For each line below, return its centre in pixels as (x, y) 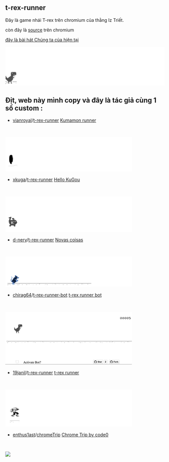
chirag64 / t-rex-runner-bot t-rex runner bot (57, 295)
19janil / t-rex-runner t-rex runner (46, 373)
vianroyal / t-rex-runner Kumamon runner (54, 120)
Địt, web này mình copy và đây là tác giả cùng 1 (81, 100)
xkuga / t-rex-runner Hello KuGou (46, 180)
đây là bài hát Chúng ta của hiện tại (42, 40)
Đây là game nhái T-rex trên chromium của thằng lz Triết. (65, 20)
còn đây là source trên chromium (40, 30)
